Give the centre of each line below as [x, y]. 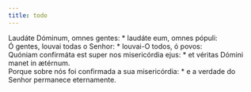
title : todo [28, 15]
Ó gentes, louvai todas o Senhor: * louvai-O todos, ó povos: [105, 46]
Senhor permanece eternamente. [62, 79]
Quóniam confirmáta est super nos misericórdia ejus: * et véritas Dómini [126, 54]
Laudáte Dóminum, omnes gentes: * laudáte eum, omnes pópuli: [113, 38]
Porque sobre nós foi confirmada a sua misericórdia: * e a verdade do [122, 71]
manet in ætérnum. [39, 63]
